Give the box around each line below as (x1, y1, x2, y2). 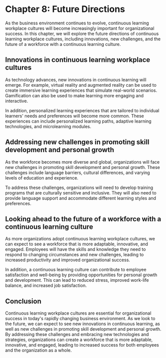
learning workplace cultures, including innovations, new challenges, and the (5, 36, 161, 42)
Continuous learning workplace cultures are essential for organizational (5, 310, 152, 316)
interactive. (5, 98, 28, 104)
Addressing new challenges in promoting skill (5, 138, 150, 147)
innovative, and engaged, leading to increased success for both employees (5, 342, 159, 348)
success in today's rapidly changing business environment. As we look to (5, 316, 156, 322)
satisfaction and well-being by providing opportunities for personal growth (5, 272, 158, 278)
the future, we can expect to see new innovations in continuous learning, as (5, 321, 160, 327)
